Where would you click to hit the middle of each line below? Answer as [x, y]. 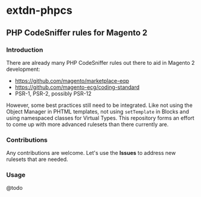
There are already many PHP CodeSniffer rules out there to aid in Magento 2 [100, 62]
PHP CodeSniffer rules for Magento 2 [77, 33]
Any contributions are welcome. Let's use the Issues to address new [91, 153]
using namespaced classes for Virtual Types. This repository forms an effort [100, 118]
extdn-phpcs [39, 11]
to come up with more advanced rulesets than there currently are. [88, 124]
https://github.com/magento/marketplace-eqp [72, 80]
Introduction [25, 50]
